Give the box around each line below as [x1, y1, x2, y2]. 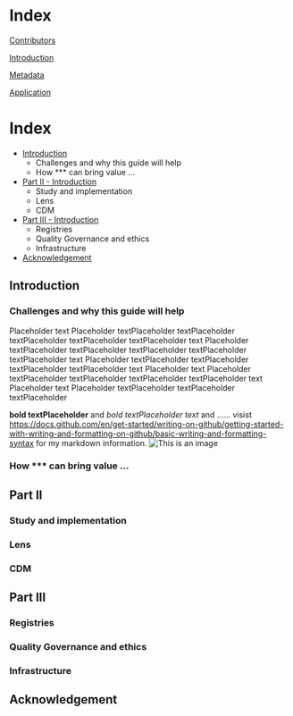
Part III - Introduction [21, 214, 99, 224]
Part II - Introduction [21, 176, 96, 187]
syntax [9, 437, 34, 448]
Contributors [9, 35, 56, 46]
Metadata [9, 69, 45, 80]
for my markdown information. [35, 437, 147, 448]
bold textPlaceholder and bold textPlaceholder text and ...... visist [9, 409, 252, 420]
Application [9, 87, 52, 97]
